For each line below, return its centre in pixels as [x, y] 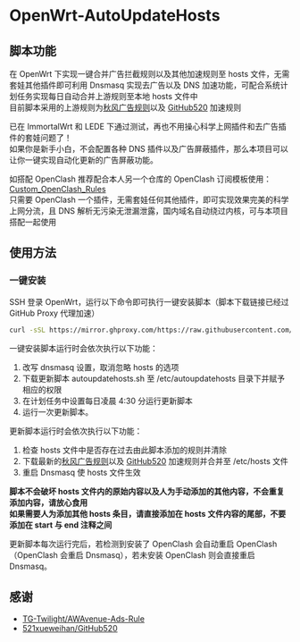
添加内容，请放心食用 [48, 503]
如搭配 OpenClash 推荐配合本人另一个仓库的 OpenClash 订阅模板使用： [141, 179]
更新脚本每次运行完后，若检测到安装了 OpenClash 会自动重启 [122, 544]
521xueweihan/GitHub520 [70, 629]
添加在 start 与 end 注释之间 [61, 525]
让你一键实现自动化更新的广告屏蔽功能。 [83, 160]
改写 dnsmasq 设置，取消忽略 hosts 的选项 [100, 367]
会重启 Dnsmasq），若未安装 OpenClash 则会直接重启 [158, 554]
